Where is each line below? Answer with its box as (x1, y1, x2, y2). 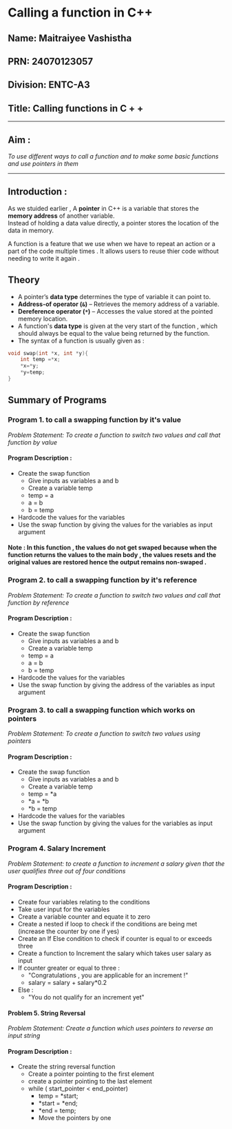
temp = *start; (38, 1092, 78, 1100)
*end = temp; (38, 1106, 76, 1115)
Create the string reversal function (17, 1063, 116, 1071)
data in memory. (8, 226, 54, 234)
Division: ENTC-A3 (8, 79, 90, 91)
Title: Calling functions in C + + (8, 102, 144, 114)
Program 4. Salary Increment (8, 844, 106, 853)
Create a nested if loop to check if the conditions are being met (17, 919, 198, 928)
